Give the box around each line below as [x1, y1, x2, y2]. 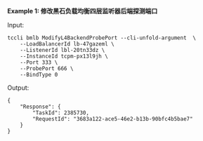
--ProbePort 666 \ [20, 65, 74, 72]
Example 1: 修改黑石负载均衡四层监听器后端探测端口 [7, 7, 158, 15]
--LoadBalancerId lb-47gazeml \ [20, 41, 114, 48]
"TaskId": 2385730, [32, 109, 90, 116]
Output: [7, 83, 30, 92]
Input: [7, 21, 25, 29]
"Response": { [20, 103, 61, 110]
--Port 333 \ [20, 59, 58, 66]
